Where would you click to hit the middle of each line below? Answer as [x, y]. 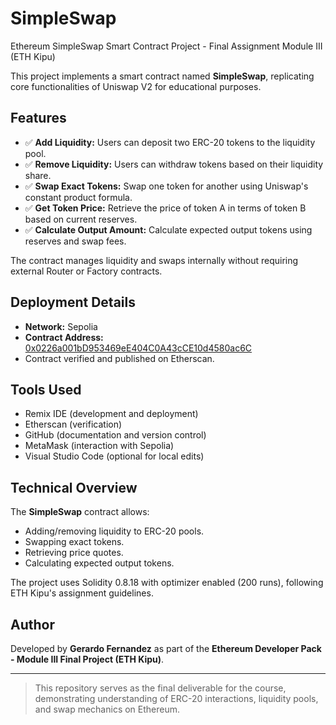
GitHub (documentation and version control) [115, 435]
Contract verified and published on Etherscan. [119, 358]
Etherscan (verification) [73, 424]
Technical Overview [74, 487]
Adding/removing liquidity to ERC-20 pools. [114, 531]
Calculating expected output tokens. [99, 563]
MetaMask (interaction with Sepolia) [99, 446]
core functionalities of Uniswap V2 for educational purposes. [136, 86]
